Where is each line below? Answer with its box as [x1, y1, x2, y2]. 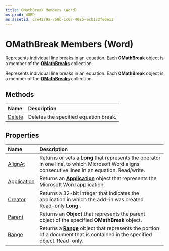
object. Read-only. [39, 237, 84, 244]
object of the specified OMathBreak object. [39, 216, 142, 223]
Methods [5, 90, 34, 99]
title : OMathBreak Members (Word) [5, 7, 78, 13]
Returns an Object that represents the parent [39, 210, 146, 217]
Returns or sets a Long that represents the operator [39, 154, 161, 161]
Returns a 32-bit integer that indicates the [39, 190, 139, 197]
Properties [5, 131, 39, 139]
